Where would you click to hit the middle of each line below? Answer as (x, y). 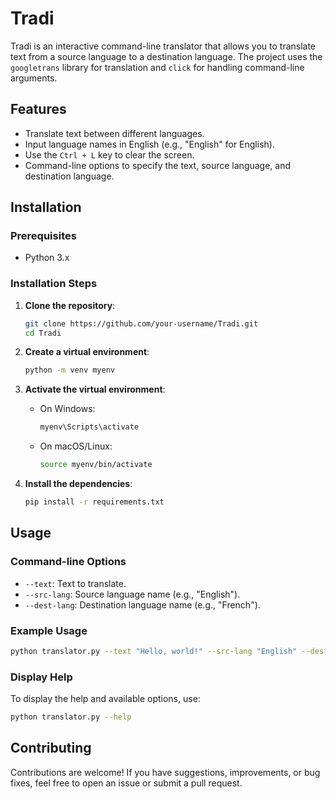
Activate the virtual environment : (95, 389)
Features (38, 109)
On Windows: (67, 409)
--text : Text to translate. (75, 583)
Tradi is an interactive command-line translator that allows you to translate (163, 46)
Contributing (51, 748)
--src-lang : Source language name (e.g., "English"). (132, 594)
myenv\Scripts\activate (89, 427)
